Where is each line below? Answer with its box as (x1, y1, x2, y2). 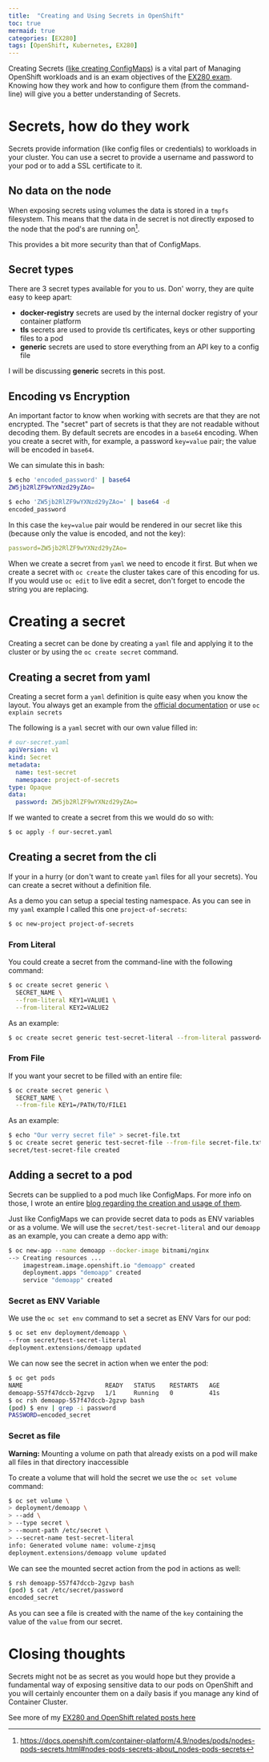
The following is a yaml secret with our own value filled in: (8, 723, 198, 733)
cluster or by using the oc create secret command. (8, 647, 179, 657)
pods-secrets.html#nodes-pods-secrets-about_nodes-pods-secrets (19, 1744, 247, 1754)
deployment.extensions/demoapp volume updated (8, 1548, 167, 1557)
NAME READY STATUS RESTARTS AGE (8, 1382, 220, 1390)
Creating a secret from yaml (8, 670, 151, 684)
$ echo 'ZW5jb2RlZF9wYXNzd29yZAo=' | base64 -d (8, 498, 171, 506)
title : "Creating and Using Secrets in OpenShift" (8, 11, 184, 20)
